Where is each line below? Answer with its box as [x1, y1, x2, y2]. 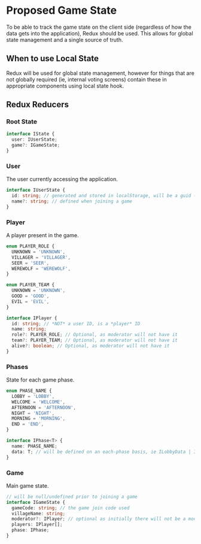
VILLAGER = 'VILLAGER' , [11, 254, 71, 261]
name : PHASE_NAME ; [11, 443, 58, 449]
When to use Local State [6, 53, 99, 64]
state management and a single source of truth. [6, 36, 123, 43]
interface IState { [6, 131, 55, 137]
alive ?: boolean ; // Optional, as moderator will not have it [11, 343, 170, 349]
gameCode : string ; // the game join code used [11, 504, 130, 511]
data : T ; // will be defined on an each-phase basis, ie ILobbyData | [11, 449, 191, 455]
